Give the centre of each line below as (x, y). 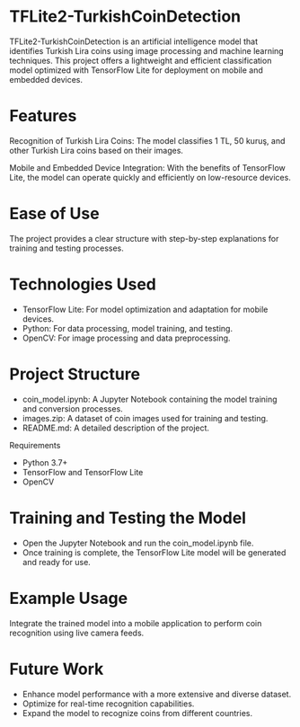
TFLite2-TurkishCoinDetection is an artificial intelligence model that (134, 41)
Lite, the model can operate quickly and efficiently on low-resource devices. (150, 177)
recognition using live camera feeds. (77, 633)
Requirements (35, 445)
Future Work (57, 669)
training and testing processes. (66, 248)
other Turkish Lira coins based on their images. (97, 150)
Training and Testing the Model (128, 518)
